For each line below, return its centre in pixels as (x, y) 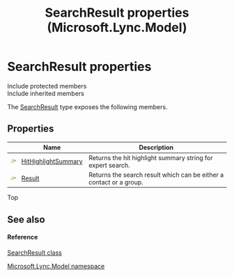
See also (26, 220)
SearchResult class (35, 253)
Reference (23, 237)
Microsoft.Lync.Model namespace (56, 266)
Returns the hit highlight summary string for (150, 157)
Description (156, 148)
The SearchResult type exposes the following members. (88, 106)
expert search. (109, 165)
